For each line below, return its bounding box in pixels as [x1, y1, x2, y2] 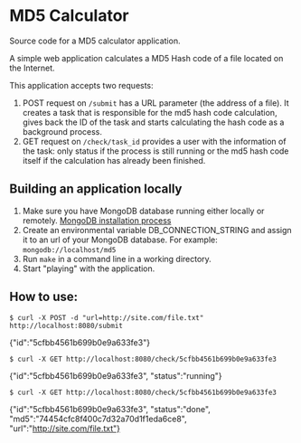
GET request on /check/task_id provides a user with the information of [22, 136, 287, 146]
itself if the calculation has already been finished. [22, 155, 206, 165]
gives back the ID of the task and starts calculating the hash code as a [22, 117, 285, 127]
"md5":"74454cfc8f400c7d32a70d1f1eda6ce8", [9, 413, 187, 424]
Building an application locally [9, 182, 183, 197]
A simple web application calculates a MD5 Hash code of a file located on [9, 52, 284, 63]
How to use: [9, 289, 79, 305]
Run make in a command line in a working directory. [22, 253, 212, 264]
